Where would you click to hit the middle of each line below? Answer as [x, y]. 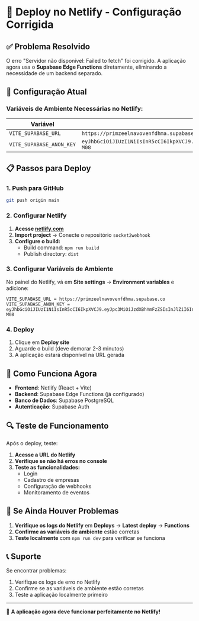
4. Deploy [20, 329]
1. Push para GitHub [35, 188]
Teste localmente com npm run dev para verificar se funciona [90, 538]
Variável [42, 124]
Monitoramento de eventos [57, 492]
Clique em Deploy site [42, 342]
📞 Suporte [24, 556]
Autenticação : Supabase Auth [52, 406]
